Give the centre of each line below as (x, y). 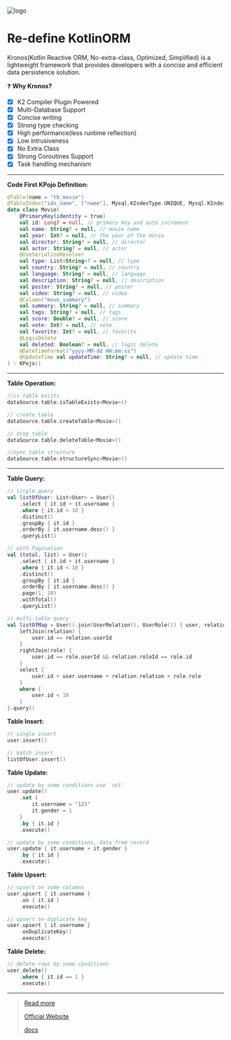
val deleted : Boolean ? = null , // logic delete (89, 345)
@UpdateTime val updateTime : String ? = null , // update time (109, 357)
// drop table (27, 434)
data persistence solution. (44, 72)
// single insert (32, 734)
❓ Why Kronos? (30, 85)
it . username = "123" (61, 804)
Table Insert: (26, 721)
